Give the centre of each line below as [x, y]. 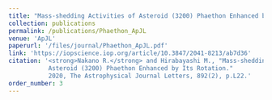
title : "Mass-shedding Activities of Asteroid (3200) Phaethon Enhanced [134, 16]
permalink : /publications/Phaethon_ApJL [78, 31]
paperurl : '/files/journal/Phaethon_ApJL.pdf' [88, 46]
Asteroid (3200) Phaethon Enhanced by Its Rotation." [140, 69]
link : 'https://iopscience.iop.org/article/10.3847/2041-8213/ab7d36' [130, 53]
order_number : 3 [36, 83]
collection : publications [52, 23]
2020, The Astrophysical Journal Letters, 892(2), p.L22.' [150, 76]
